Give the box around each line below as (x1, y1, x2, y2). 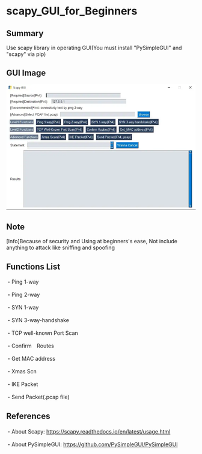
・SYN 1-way (6, 303, 39, 311)
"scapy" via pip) (6, 51, 46, 58)
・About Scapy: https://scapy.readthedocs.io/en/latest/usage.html (6, 428, 171, 435)
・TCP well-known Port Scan (6, 329, 78, 337)
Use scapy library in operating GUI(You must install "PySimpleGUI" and (6, 44, 182, 51)
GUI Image (6, 68, 46, 78)
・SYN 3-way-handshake (6, 316, 69, 323)
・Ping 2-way (6, 291, 40, 298)
